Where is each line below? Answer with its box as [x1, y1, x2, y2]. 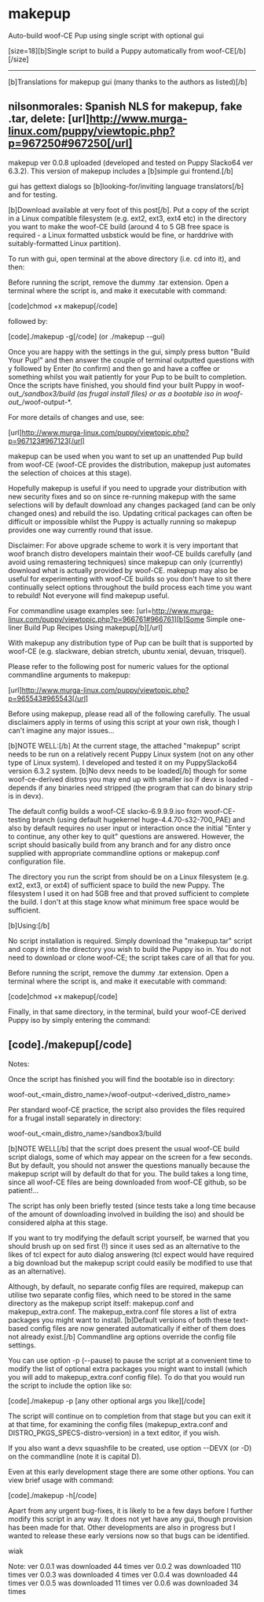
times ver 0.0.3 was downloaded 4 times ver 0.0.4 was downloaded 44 [8, 1570, 238, 1579]
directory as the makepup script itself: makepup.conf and [8, 1298, 194, 1308]
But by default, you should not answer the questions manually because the [8, 1160, 250, 1170]
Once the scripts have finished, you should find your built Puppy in [8, 380, 224, 390]
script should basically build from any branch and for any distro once [8, 840, 232, 849]
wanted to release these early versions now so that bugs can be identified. [8, 1530, 250, 1541]
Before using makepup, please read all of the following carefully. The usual [8, 708, 250, 718]
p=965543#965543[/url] [8, 693, 89, 703]
